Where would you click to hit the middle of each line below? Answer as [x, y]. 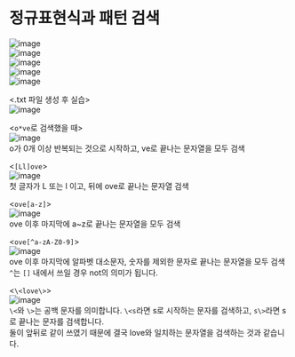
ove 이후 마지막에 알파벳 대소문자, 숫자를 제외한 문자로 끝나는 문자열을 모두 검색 [147, 261]
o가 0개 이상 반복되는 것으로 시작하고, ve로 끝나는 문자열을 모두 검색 [128, 148]
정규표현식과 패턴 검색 [84, 18]
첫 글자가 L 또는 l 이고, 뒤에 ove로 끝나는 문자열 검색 [99, 186]
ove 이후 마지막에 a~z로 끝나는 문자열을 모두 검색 [95, 224]
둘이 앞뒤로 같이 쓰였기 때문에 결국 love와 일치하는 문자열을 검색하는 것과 [136, 332]
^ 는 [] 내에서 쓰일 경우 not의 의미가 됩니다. [84, 273]
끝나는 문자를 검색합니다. [61, 321]
